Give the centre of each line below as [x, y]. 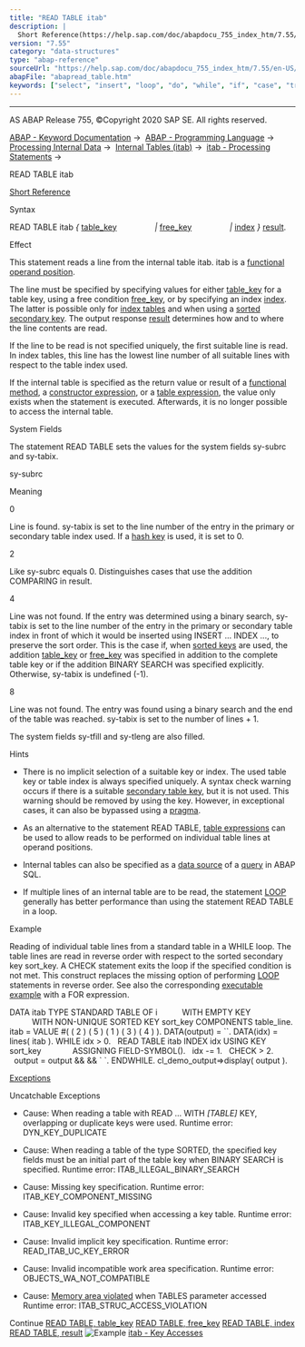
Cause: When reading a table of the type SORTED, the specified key [149, 1150]
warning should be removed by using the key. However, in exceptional [153, 801]
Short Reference [40, 192]
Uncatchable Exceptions [55, 1096]
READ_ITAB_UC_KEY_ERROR [76, 1251]
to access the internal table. [61, 411]
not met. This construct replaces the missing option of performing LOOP [144, 975]
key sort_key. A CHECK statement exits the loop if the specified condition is [151, 965]
